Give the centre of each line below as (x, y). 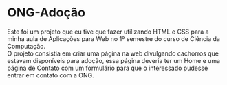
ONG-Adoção (46, 13)
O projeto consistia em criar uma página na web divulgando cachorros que (113, 53)
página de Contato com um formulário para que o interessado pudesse (108, 68)
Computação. (26, 46)
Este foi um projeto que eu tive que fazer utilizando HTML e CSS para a (108, 32)
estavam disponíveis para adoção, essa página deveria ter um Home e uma (114, 60)
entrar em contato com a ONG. (51, 75)
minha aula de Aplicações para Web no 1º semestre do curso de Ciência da (113, 38)
